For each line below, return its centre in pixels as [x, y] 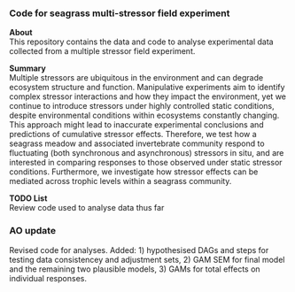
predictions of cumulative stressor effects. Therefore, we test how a [133, 134]
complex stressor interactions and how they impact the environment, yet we [147, 96]
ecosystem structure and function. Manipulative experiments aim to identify [147, 88]
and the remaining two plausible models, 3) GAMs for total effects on [135, 269]
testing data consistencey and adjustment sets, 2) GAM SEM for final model [147, 259]
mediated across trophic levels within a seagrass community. [120, 181]
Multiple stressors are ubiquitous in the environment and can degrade [136, 78]
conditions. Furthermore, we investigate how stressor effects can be [134, 172]
